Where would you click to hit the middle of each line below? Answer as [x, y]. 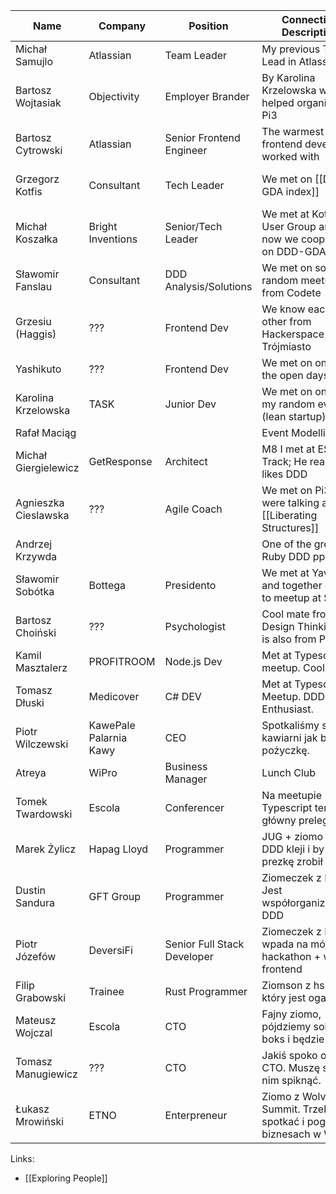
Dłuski [30, 702]
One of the [286, 544]
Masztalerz [41, 667]
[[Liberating [289, 515]
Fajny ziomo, [291, 1014]
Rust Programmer [206, 991]
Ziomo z [280, 1096]
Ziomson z [286, 985]
